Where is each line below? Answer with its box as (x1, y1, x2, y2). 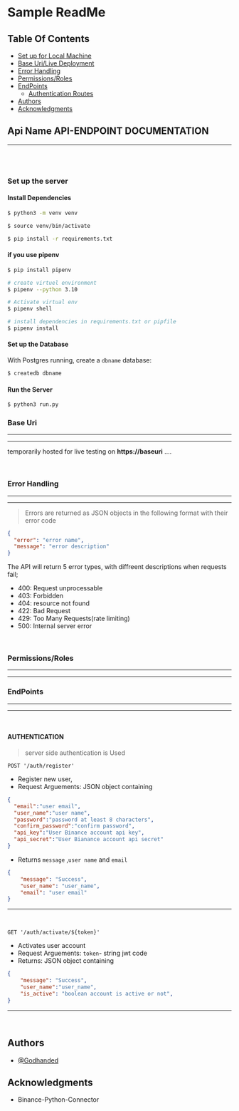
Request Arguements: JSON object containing (17, 782, 153, 791)
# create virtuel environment (7, 279, 97, 286)
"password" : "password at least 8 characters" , (14, 816, 154, 823)
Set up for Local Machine (17, 51, 92, 60)
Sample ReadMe (7, 4, 106, 21)
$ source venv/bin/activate (7, 222, 91, 229)
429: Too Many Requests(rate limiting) (17, 614, 130, 623)
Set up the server (7, 176, 69, 186)
